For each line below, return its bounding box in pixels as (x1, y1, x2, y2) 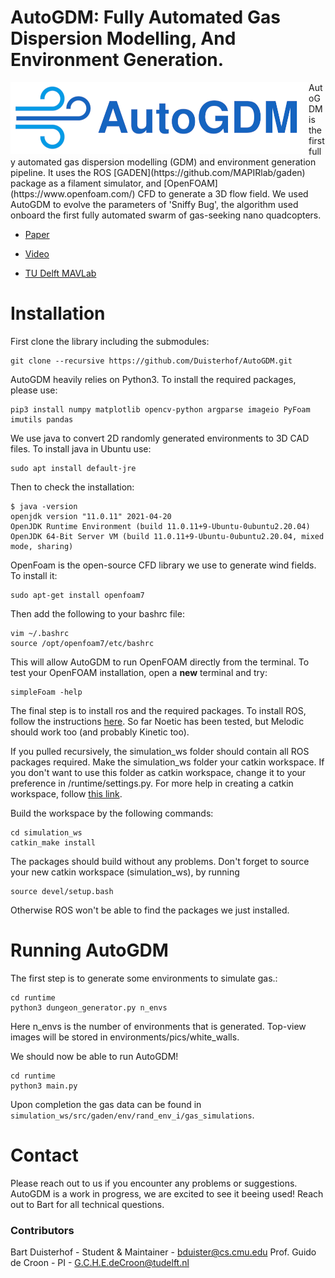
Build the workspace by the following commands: (10, 807, 214, 819)
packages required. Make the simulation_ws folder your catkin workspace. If (10, 756, 325, 768)
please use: (10, 384, 58, 396)
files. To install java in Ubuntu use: (10, 442, 152, 455)
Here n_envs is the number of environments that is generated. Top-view (10, 1020, 307, 1032)
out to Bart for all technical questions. (10, 1198, 165, 1210)
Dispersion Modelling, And (10, 27, 237, 50)
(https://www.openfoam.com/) (10, 187, 136, 200)
